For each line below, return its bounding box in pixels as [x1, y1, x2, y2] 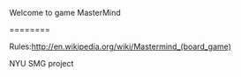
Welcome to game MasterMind [9, 8, 121, 17]
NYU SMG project [9, 59, 74, 68]
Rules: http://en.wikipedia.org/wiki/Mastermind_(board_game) [9, 41, 232, 52]
